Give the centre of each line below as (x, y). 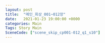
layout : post (19, 10)
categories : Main (23, 23)
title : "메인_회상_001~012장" (35, 14)
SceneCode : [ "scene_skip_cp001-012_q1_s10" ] (53, 33)
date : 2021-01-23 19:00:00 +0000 (43, 19)
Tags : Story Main (23, 28)
